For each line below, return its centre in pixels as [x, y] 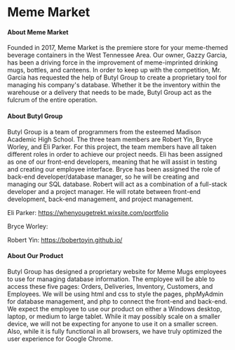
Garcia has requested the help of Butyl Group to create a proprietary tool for [117, 77]
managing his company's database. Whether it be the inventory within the [114, 85]
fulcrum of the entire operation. [53, 100]
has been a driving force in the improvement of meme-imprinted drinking [113, 63]
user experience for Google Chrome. [60, 339]
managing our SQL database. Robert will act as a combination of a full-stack [117, 184]
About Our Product [35, 256]
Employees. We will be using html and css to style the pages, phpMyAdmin [115, 294]
